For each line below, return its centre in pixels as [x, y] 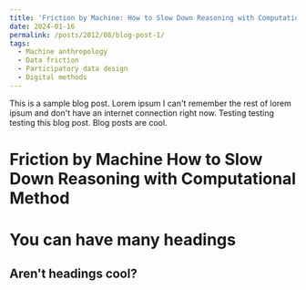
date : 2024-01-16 [42, 26]
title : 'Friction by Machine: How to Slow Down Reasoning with [132, 18]
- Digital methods [53, 78]
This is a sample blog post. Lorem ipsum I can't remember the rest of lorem [150, 103]
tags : [20, 43]
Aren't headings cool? [74, 273]
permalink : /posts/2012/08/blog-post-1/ [87, 35]
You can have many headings [123, 240]
